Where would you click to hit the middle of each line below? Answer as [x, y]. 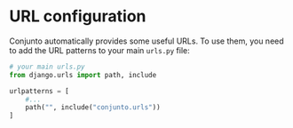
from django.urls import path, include [83, 75]
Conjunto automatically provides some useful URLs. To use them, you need [146, 41]
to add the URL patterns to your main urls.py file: [100, 50]
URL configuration [78, 16]
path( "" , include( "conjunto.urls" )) [93, 108]
